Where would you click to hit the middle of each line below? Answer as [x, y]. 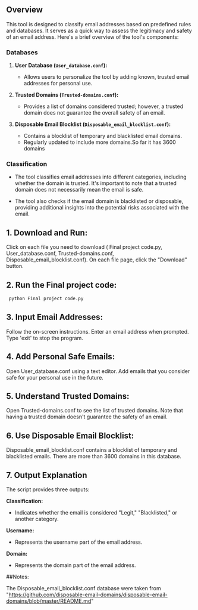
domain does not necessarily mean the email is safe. [79, 190]
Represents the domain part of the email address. [75, 565]
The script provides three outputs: [48, 489]
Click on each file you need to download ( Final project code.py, [84, 247]
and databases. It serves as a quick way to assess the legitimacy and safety [99, 30]
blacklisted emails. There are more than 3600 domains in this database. [94, 457]
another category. [37, 519]
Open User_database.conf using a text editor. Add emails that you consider [98, 371]
